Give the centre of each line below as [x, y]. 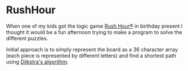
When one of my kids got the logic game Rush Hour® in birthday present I [94, 26]
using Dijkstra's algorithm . [37, 62]
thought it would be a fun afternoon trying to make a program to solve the [94, 32]
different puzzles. [27, 38]
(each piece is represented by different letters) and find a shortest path [91, 55]
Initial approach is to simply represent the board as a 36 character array [92, 49]
